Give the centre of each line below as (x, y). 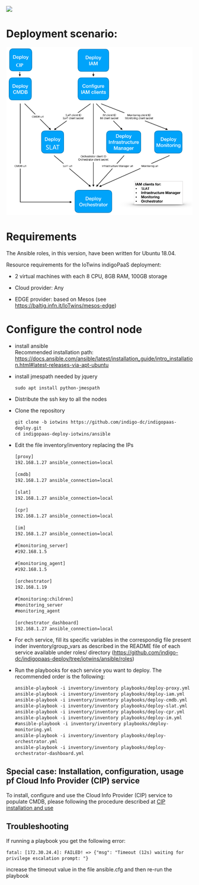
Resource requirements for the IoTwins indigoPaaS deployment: (84, 265)
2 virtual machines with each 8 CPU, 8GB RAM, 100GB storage (91, 277)
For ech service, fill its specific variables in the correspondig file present (103, 640)
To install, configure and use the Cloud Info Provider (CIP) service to (89, 795)
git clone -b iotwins (41, 422)
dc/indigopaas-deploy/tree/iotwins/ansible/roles (73, 659)
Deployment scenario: (62, 34)
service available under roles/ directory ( (64, 652)
